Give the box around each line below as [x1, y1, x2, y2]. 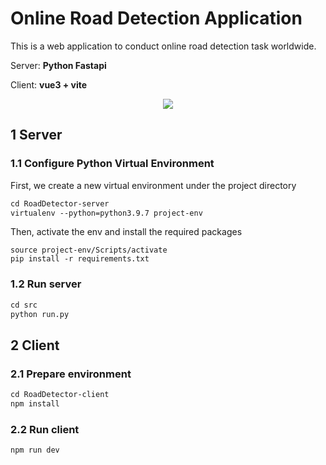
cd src [10, 300, 38, 310]
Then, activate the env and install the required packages [10, 226, 243, 238]
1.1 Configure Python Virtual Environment [10, 157, 215, 171]
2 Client [10, 337, 60, 354]
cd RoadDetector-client [10, 390, 110, 400]
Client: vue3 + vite [10, 78, 88, 91]
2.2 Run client [10, 422, 80, 436]
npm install [10, 398, 60, 409]
